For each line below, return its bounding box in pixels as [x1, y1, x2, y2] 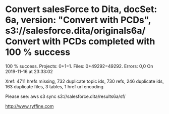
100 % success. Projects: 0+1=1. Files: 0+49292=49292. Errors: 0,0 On [5, 63, 153, 69]
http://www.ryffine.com [5, 103, 54, 109]
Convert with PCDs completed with [5, 36, 155, 47]
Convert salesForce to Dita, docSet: [5, 4, 157, 15]
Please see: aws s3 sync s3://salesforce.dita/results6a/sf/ [5, 93, 126, 99]
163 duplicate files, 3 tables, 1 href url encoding [5, 83, 103, 89]
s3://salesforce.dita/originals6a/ [5, 25, 146, 36]
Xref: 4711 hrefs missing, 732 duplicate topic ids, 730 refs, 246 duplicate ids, [5, 78, 164, 84]
